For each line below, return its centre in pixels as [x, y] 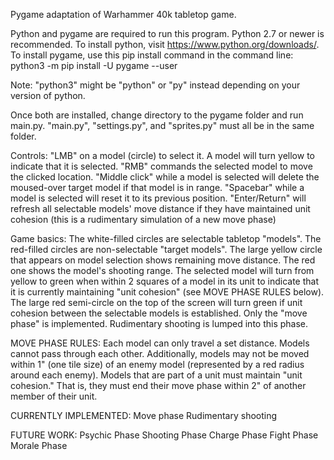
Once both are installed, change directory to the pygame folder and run [157, 115]
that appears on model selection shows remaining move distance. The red [163, 260]
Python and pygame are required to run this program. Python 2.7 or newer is [167, 33]
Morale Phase [39, 445]
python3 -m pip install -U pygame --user [94, 65]
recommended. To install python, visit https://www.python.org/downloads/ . [165, 44]
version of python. [48, 95]
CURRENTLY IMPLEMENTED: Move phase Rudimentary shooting [144, 415]
